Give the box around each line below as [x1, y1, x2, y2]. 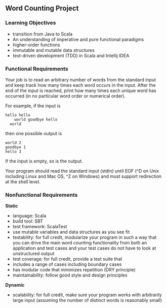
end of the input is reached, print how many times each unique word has [5, 87, 156, 94]
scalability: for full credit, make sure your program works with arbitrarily [12, 292, 162, 298]
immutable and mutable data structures [12, 47, 95, 53]
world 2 [5, 140, 22, 145]
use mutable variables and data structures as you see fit [12, 229, 130, 235]
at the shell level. [5, 178, 40, 184]
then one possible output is [5, 130, 62, 136]
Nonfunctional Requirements [5, 191, 78, 198]
